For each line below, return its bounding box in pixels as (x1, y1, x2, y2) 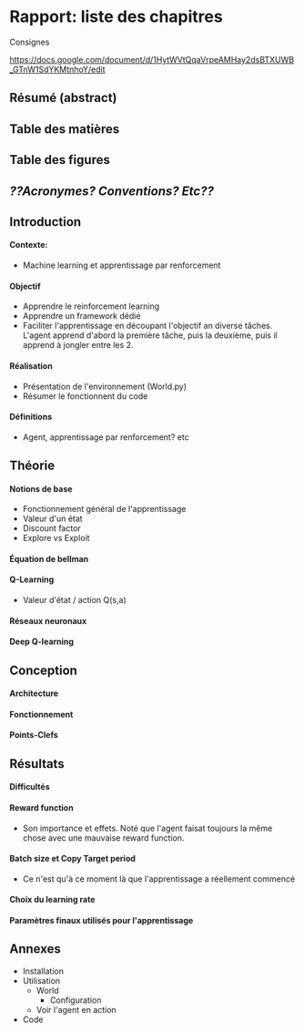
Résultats (9, 756, 66, 771)
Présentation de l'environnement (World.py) (22, 381, 187, 392)
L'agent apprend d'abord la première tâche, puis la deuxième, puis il (22, 330, 278, 341)
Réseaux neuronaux (9, 615, 87, 626)
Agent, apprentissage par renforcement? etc (22, 431, 189, 443)
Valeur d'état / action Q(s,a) (22, 595, 127, 606)
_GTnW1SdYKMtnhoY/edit (9, 64, 106, 75)
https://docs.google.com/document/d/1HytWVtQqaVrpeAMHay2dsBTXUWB (9, 54, 294, 65)
